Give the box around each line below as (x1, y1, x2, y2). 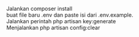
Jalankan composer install (6, 5, 72, 12)
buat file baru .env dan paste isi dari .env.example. (6, 11, 133, 18)
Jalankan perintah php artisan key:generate (6, 18, 116, 24)
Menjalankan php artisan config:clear (6, 24, 100, 31)
